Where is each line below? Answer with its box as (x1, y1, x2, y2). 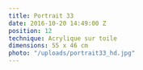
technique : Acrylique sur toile (8, 34, 117, 43)
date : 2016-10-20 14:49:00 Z (8, 19, 107, 27)
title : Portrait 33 (8, 11, 74, 20)
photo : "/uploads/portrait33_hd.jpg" (8, 49, 136, 57)
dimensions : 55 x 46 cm (8, 42, 89, 50)
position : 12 (8, 27, 53, 35)
